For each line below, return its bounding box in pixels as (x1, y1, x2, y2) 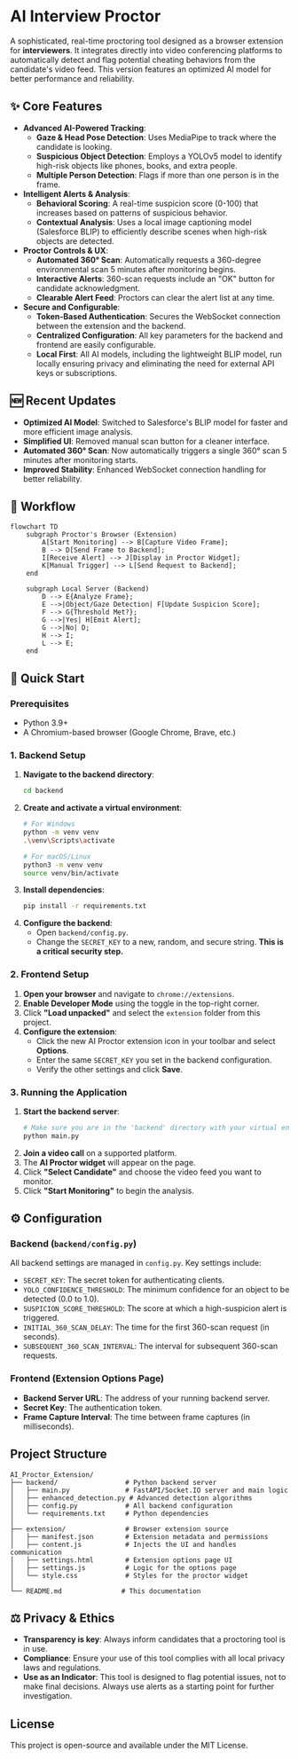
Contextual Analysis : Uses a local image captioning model (35, 216, 252, 227)
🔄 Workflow (10, 499, 76, 514)
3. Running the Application (10, 1086, 128, 1098)
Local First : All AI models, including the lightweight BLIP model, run (35, 349, 283, 359)
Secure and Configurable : (22, 302, 121, 312)
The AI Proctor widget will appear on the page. (22, 1157, 196, 1167)
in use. (22, 1644, 48, 1654)
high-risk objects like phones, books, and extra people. (35, 160, 238, 170)
